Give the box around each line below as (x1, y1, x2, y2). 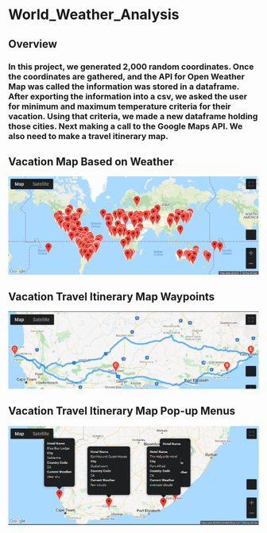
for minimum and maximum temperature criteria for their (8, 101, 232, 112)
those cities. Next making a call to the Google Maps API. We (8, 121, 243, 132)
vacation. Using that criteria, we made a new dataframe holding (8, 110, 258, 122)
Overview (8, 37, 58, 51)
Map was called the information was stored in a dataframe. (8, 81, 240, 92)
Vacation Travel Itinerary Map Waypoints (8, 290, 215, 303)
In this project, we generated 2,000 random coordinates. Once (8, 61, 254, 72)
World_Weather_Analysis (8, 6, 180, 24)
